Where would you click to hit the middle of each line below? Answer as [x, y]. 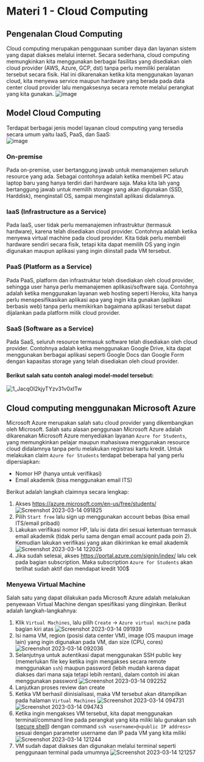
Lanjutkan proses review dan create [60, 687]
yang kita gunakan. [30, 94]
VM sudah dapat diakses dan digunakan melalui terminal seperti [96, 746]
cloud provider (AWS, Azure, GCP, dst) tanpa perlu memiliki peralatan [93, 68]
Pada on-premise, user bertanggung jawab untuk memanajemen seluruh [97, 170]
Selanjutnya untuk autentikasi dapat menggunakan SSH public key [98, 655]
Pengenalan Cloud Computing [65, 34]
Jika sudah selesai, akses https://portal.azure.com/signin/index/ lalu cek [106, 556]
